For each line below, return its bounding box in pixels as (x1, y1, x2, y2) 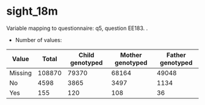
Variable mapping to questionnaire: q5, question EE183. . (6, 24, 148, 32)
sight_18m (6, 4, 58, 18)
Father (167, 51, 186, 59)
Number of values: (15, 36, 62, 43)
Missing (9, 68, 32, 77)
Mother (120, 51, 142, 59)
